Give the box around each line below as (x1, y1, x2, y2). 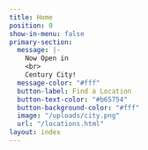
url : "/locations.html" (17, 120, 104, 129)
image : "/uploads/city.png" (17, 111, 121, 120)
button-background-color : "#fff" (17, 103, 140, 112)
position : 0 (9, 21, 53, 30)
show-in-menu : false (9, 29, 85, 38)
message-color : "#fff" (17, 79, 100, 87)
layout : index (9, 128, 62, 137)
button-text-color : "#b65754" (17, 94, 128, 104)
